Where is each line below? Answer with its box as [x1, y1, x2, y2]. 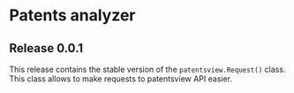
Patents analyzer [9, 5, 136, 26]
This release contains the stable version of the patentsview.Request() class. [9, 64, 286, 74]
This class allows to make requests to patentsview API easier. [9, 74, 232, 84]
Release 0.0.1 [9, 41, 84, 56]
